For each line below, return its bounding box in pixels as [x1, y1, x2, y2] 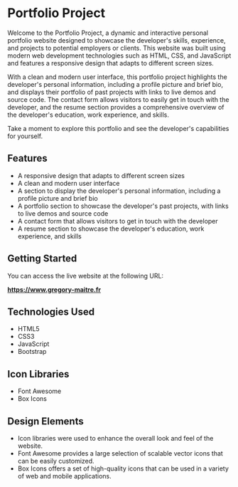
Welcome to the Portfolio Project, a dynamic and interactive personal [7, 28, 208, 37]
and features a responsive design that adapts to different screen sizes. [7, 58, 215, 67]
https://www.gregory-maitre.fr [7, 285, 102, 293]
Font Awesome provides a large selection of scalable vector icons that [17, 449, 224, 457]
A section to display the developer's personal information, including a [17, 187, 221, 195]
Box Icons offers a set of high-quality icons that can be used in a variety [17, 464, 229, 473]
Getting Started [7, 253, 77, 265]
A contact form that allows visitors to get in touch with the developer [17, 216, 218, 225]
